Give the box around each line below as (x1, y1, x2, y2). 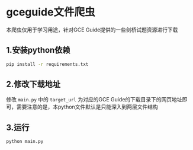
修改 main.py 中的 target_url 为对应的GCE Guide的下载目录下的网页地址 (6, 96, 182, 103)
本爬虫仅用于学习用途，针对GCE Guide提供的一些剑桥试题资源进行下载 (6, 26, 178, 33)
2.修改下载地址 (6, 79, 61, 90)
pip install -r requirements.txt (6, 61, 89, 67)
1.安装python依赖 (6, 45, 70, 55)
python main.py (6, 139, 44, 145)
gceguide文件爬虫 (6, 5, 95, 19)
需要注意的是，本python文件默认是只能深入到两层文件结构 (16, 103, 158, 110)
